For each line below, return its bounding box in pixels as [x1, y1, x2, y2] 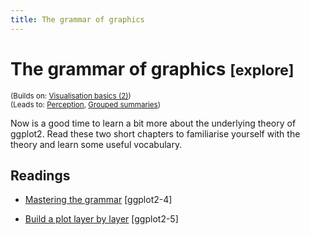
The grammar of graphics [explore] [10, 57, 295, 80]
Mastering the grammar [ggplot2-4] [24, 194, 173, 206]
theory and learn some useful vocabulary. [10, 138, 183, 150]
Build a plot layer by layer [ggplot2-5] [24, 213, 179, 225]
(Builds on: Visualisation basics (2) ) [10, 91, 132, 101]
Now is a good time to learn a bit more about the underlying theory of [10, 117, 297, 129]
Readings [10, 167, 71, 184]
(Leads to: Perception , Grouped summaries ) [10, 99, 161, 110]
